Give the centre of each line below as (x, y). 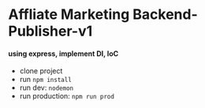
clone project (41, 71)
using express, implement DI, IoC (63, 54)
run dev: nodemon (46, 88)
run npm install (46, 80)
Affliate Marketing (69, 15)
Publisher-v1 (50, 31)
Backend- (166, 15)
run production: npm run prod (67, 96)
